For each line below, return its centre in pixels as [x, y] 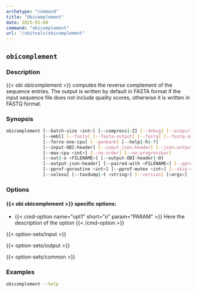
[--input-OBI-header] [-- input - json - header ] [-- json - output [118, 147]
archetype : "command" [33, 11]
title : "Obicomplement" [35, 17]
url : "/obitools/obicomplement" [45, 33]
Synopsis [20, 119]
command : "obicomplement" [38, 28]
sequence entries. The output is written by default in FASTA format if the [94, 91]
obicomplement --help [33, 284]
